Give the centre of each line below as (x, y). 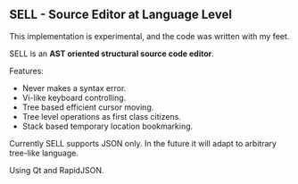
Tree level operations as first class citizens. (101, 116)
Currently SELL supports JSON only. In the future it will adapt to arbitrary (143, 143)
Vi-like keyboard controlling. (74, 97)
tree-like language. (44, 153)
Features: (27, 71)
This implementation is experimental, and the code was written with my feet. (149, 36)
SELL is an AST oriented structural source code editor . (112, 54)
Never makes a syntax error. (74, 88)
